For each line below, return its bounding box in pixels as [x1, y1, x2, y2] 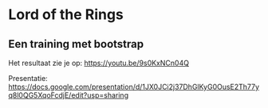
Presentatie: [8, 74, 48, 83]
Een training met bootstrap [8, 37, 144, 51]
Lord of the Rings [8, 6, 124, 24]
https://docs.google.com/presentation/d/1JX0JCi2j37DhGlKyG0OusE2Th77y [8, 82, 260, 91]
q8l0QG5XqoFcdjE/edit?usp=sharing [8, 91, 129, 100]
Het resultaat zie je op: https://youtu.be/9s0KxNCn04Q [8, 58, 190, 67]
